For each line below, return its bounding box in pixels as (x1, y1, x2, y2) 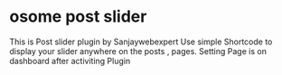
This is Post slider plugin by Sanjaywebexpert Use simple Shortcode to (9, 36, 273, 47)
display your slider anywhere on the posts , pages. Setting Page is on (9, 45, 267, 56)
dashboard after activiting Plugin (9, 55, 131, 66)
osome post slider (9, 6, 147, 27)
